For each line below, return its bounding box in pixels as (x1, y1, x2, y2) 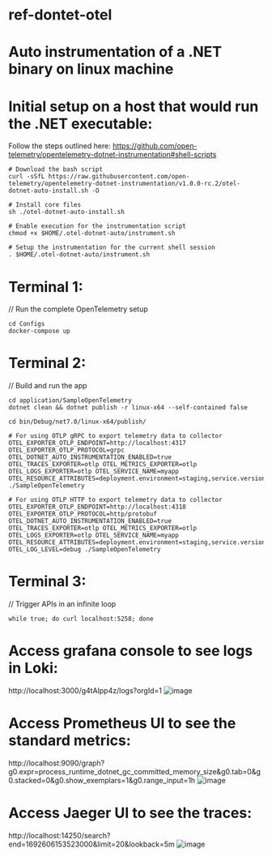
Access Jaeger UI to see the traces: (8, 804, 253, 822)
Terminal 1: (8, 277, 83, 296)
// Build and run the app (8, 381, 87, 391)
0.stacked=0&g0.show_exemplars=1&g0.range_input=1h (8, 776, 196, 785)
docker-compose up (8, 327, 70, 336)
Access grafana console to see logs (8, 642, 253, 660)
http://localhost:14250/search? (8, 830, 111, 840)
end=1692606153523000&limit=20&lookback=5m (8, 839, 176, 849)
